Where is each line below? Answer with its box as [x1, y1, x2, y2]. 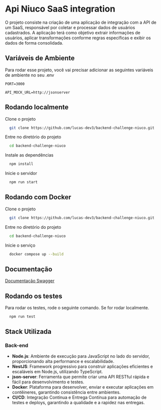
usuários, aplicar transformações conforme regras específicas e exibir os [5, 35, 151, 41]
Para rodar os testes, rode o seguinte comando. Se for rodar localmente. [5, 305, 149, 311]
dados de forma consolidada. [5, 40, 64, 46]
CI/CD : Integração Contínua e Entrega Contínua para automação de [12, 394, 146, 400]
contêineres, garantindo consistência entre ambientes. [12, 389, 121, 395]
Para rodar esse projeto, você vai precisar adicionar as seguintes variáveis [5, 67, 153, 73]
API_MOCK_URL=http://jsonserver [5, 90, 70, 95]
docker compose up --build [9, 252, 64, 256]
